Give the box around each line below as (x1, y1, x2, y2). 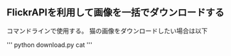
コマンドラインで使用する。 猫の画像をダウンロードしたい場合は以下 (6, 27, 208, 35)
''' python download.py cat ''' (6, 41, 93, 49)
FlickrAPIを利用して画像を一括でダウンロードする (6, 6, 225, 19)
